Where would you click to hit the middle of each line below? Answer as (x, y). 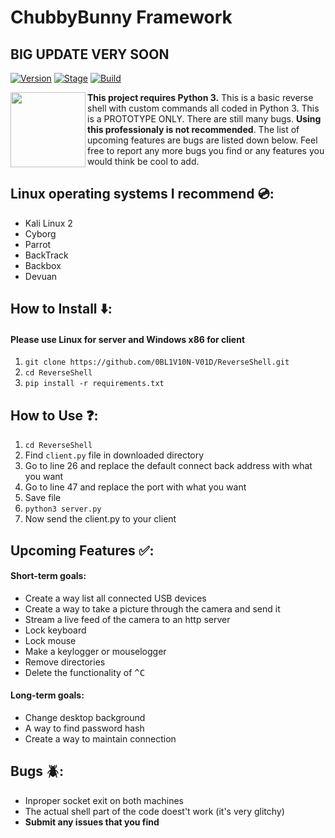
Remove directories (65, 662)
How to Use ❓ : (54, 415)
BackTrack (46, 255)
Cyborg (40, 233)
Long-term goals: (47, 695)
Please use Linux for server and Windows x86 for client (128, 339)
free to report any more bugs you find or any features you (206, 150)
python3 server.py (63, 509)
